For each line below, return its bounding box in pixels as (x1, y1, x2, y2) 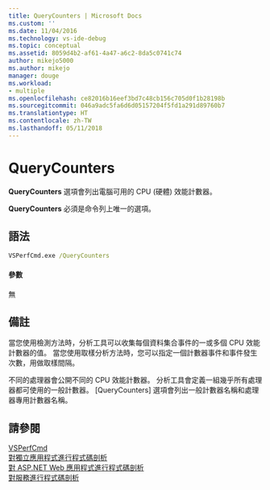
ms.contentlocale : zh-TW (8, 117, 92, 125)
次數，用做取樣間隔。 (8, 358, 79, 367)
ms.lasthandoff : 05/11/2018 (8, 124, 103, 132)
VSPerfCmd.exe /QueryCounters (8, 251, 110, 260)
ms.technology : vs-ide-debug (8, 34, 106, 43)
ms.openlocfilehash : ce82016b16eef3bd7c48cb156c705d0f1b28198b (8, 94, 226, 102)
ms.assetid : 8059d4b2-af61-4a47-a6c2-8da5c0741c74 (8, 49, 182, 57)
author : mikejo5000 (8, 57, 74, 65)
